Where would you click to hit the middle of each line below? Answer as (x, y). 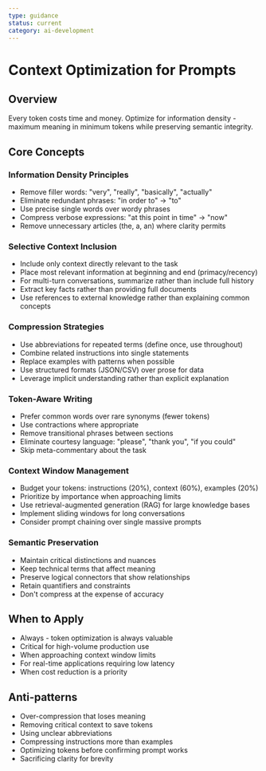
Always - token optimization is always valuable (96, 638)
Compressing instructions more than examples (96, 741)
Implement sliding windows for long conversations (102, 513)
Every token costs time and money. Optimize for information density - (122, 118)
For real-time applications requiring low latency (97, 663)
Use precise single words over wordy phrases (95, 209)
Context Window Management (69, 470)
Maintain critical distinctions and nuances (88, 560)
